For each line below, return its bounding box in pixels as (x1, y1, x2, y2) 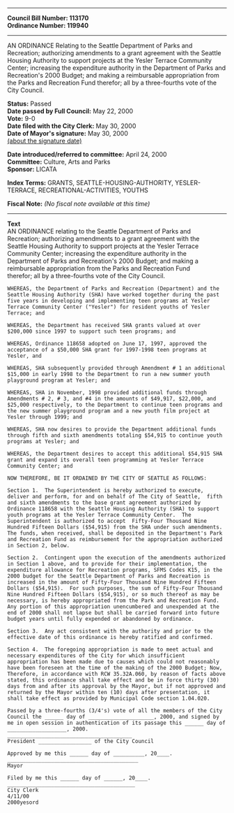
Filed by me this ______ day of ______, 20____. (7, 775, 151, 782)
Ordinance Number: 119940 (7, 22, 89, 29)
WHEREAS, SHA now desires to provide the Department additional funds (7, 426, 217, 433)
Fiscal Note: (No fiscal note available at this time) (7, 200, 150, 208)
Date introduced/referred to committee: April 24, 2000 (7, 150, 167, 158)
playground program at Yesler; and (7, 377, 111, 384)
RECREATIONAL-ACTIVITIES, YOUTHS (38, 186, 148, 194)
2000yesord (7, 799, 39, 806)
